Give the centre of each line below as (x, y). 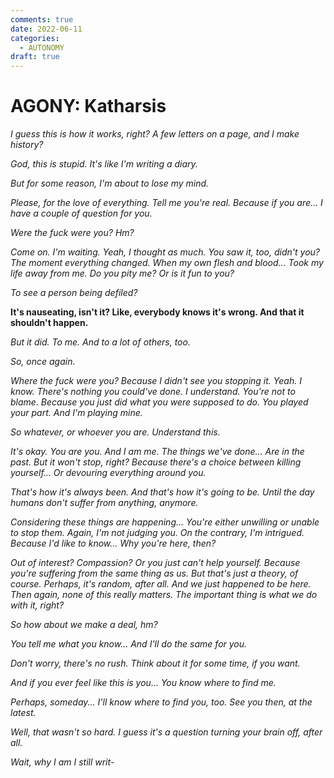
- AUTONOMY (42, 47)
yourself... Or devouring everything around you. (108, 473)
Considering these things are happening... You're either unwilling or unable (165, 522)
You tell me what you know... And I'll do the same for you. (129, 644)
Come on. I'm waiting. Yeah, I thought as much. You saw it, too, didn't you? (165, 252)
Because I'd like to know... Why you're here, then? (113, 543)
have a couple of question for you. (81, 213)
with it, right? (37, 605)
